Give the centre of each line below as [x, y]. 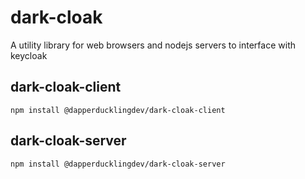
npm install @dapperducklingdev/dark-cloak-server [118, 164]
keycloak [29, 55]
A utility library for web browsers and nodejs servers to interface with [153, 45]
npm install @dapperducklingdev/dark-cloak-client [118, 110]
